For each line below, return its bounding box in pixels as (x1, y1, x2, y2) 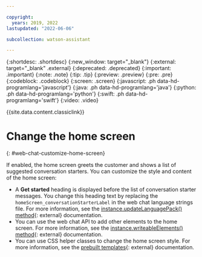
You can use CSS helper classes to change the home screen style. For (15, 237, 191, 245)
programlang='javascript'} (6, 84, 71, 91)
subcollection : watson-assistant (6, 36, 91, 42)
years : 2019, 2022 (11, 19, 59, 26)
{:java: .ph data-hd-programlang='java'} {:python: (72, 84, 197, 91)
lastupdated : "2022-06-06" (6, 25, 74, 31)
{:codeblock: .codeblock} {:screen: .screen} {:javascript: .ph (6, 77, 156, 85)
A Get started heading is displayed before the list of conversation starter (15, 186, 197, 194)
